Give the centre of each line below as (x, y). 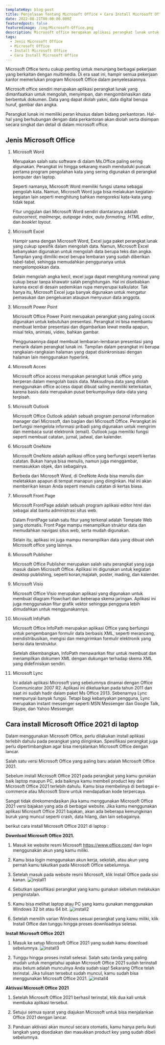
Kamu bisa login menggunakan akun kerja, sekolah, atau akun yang (81, 860)
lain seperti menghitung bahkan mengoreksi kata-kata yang (91, 197)
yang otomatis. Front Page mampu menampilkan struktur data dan (79, 525)
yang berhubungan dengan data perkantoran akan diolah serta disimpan (86, 119)
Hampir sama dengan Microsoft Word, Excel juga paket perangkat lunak (85, 241)
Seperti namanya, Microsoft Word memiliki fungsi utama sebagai (78, 186)
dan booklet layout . (32, 222)
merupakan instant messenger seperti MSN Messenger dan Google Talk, (86, 704)
